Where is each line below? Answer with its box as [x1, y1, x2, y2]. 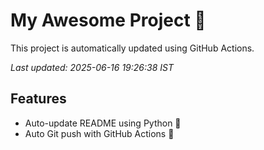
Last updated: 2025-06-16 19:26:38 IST [10, 61, 174, 73]
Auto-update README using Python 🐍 [24, 117, 182, 129]
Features [10, 90, 67, 108]
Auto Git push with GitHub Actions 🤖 [24, 127, 175, 139]
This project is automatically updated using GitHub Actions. [10, 42, 255, 54]
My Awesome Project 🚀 [10, 9, 207, 32]
